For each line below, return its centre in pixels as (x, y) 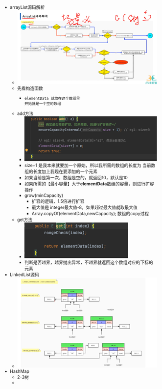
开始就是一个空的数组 (43, 104)
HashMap (19, 371)
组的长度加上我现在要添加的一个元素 (61, 171)
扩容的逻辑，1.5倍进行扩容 (58, 201)
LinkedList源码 (24, 275)
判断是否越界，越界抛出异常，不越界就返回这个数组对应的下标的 (89, 262)
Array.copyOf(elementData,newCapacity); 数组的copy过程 (90, 213)
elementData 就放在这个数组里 (52, 99)
